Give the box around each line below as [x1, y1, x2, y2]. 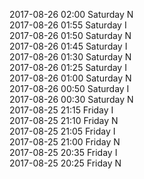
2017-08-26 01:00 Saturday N [9, 72, 132, 84]
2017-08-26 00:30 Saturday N [9, 94, 134, 105]
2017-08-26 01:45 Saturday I [9, 40, 128, 52]
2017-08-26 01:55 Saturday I [9, 19, 127, 31]
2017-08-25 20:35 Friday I [9, 147, 118, 158]
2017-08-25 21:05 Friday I [9, 125, 116, 137]
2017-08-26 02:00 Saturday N [9, 9, 134, 20]
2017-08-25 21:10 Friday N [9, 115, 119, 126]
